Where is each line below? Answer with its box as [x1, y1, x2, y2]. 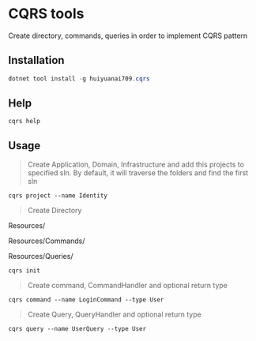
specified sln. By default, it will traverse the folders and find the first [27, 168, 249, 178]
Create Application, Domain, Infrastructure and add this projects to [27, 159, 245, 170]
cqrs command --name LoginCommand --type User [8, 296, 164, 304]
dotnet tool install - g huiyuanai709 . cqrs [8, 74, 150, 83]
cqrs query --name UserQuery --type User [8, 325, 147, 333]
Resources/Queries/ [8, 252, 73, 261]
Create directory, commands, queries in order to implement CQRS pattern [8, 31, 248, 40]
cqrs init [8, 267, 41, 275]
